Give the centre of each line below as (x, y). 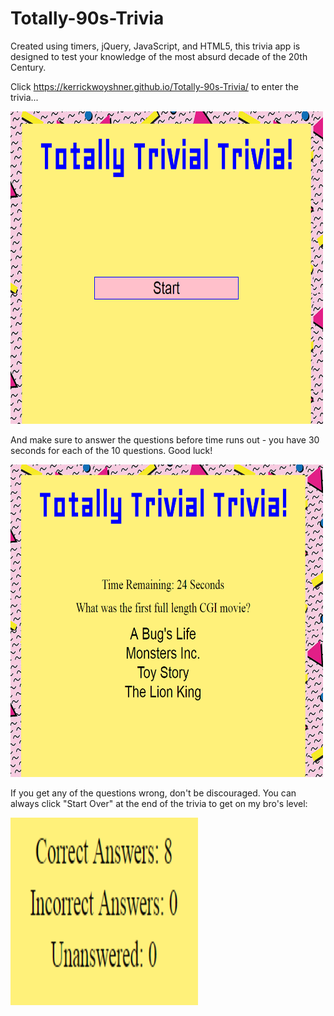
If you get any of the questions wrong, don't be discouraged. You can (153, 793)
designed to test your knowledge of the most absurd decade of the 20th (159, 56)
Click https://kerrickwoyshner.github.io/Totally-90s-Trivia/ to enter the (154, 86)
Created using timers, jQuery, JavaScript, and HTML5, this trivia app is (155, 46)
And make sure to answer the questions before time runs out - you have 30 (165, 439)
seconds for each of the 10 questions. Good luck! (111, 450)
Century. (28, 67)
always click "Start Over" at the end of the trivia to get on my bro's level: (159, 803)
